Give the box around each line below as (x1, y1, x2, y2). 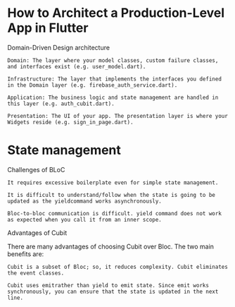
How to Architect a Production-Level (7, 5, 225, 21)
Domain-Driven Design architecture (7, 43, 110, 52)
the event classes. (7, 270, 65, 277)
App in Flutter (7, 20, 89, 36)
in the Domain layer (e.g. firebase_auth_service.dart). (7, 81, 178, 89)
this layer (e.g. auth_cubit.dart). (7, 100, 115, 107)
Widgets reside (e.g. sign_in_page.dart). (7, 119, 134, 126)
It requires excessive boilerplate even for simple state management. (7, 179, 219, 186)
